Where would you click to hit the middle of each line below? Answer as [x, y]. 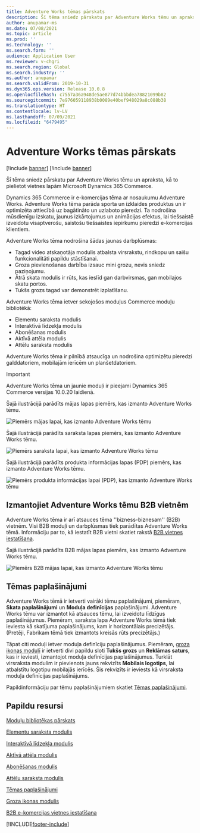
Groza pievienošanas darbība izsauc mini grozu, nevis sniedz [90, 265]
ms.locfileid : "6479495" [37, 123]
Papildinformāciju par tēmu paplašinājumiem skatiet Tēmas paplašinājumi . [97, 687]
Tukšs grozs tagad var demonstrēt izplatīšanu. [71, 290]
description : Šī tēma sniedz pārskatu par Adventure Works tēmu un [92, 17]
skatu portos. [31, 284]
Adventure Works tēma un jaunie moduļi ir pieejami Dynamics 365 [87, 386]
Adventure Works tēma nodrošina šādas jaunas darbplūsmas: [82, 241]
